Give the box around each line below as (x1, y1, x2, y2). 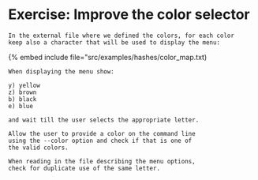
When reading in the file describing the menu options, (8, 157, 196, 165)
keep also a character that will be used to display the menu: (8, 38, 221, 47)
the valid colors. (8, 144, 69, 152)
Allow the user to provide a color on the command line (8, 129, 196, 137)
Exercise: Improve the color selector (8, 6, 250, 24)
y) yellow (8, 81, 41, 89)
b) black (8, 95, 37, 103)
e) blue (8, 102, 34, 110)
